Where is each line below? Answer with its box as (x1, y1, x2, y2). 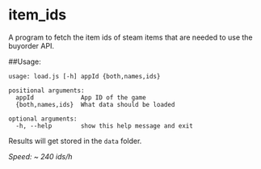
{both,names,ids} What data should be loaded (15, 100, 175, 108)
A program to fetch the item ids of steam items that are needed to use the (8, 32, 253, 42)
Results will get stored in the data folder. (8, 136, 142, 146)
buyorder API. (8, 40, 55, 50)
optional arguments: (8, 115, 78, 123)
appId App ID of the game (15, 93, 147, 102)
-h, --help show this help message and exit (15, 121, 194, 130)
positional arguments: (8, 87, 85, 95)
